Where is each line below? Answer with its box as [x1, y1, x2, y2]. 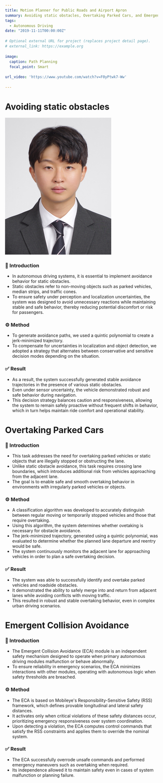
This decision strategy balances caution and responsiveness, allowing [12, 397, 152, 403]
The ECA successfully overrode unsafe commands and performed [12, 757, 145, 763]
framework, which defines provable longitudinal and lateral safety [12, 702, 144, 708]
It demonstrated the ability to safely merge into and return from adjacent [12, 587, 157, 593]
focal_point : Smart [9, 64, 49, 69]
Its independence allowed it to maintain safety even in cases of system [12, 767, 154, 773]
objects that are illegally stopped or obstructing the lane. [12, 458, 125, 464]
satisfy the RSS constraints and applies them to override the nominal [12, 728, 149, 734]
